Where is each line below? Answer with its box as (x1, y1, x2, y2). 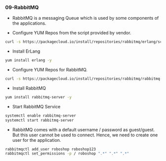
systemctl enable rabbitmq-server (5, 113, 77, 118)
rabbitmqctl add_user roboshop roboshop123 (5, 147, 96, 152)
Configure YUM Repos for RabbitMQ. (12, 67, 88, 73)
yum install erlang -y (5, 58, 52, 63)
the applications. (12, 20, 46, 26)
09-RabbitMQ (5, 4, 39, 11)
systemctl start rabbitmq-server (5, 118, 74, 123)
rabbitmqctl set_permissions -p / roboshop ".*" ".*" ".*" (5, 151, 129, 156)
